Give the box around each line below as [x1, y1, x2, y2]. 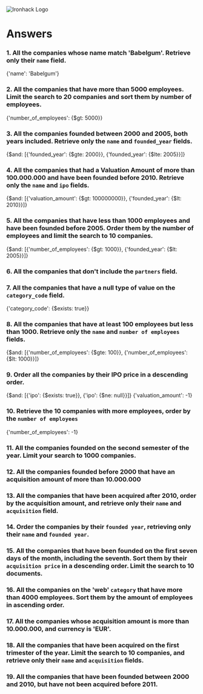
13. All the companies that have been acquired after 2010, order [6, 491, 197, 500]
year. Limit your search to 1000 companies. [6, 451, 136, 460]
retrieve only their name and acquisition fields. [6, 656, 144, 665]
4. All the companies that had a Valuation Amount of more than [6, 166, 195, 174]
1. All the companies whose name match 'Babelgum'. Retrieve [6, 49, 191, 57]
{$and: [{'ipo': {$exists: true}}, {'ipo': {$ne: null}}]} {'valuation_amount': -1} [6, 392, 193, 399]
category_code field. [6, 291, 65, 299]
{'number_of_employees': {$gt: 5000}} [6, 114, 103, 121]
